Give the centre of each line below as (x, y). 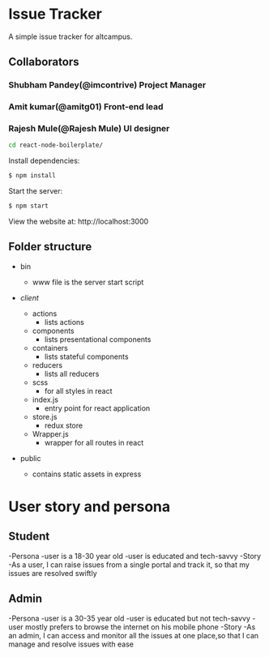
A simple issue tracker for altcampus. (70, 36)
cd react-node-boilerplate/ (56, 145)
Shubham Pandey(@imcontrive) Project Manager (107, 85)
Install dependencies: (44, 161)
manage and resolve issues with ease (71, 644)
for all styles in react (78, 390)
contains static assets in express (87, 474)
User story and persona (90, 507)
